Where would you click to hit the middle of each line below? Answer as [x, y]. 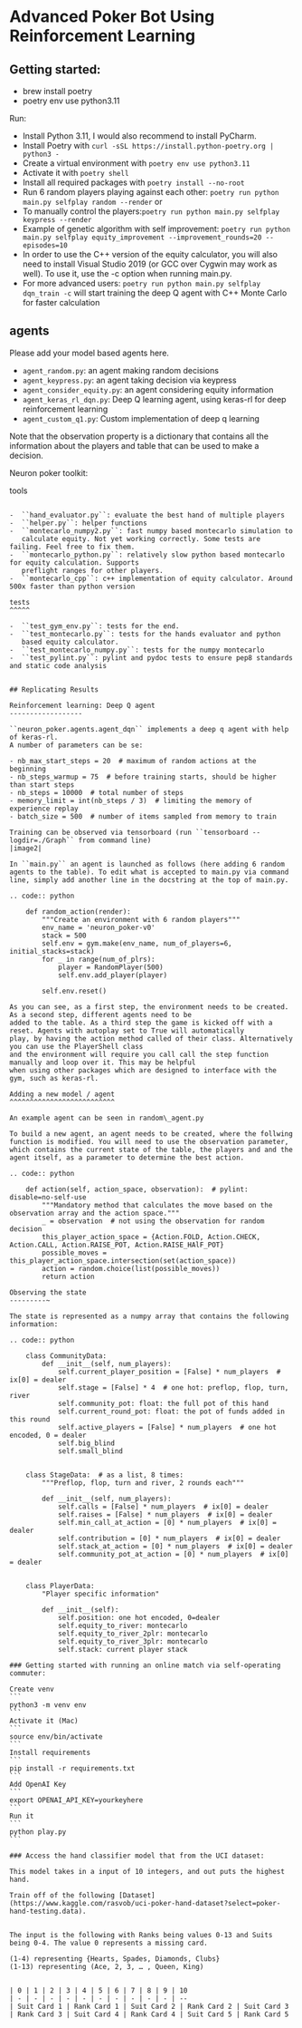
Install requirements [50, 1752]
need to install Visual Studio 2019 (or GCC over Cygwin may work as [150, 264]
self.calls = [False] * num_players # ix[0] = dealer [163, 1507]
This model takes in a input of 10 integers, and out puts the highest [147, 1871]
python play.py [38, 1832]
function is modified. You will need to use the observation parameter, [149, 1141]
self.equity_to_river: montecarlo [123, 1625]
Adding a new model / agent [62, 1094]
